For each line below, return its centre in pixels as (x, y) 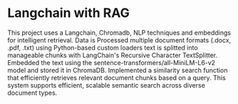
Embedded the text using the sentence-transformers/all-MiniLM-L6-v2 (112, 62)
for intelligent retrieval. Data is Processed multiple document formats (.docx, (119, 40)
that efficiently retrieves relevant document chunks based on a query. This (117, 77)
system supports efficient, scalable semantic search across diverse (106, 85)
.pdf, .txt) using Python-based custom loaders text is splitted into (103, 47)
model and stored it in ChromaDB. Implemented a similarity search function (118, 70)
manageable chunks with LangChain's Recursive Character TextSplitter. (113, 55)
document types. (32, 93)
